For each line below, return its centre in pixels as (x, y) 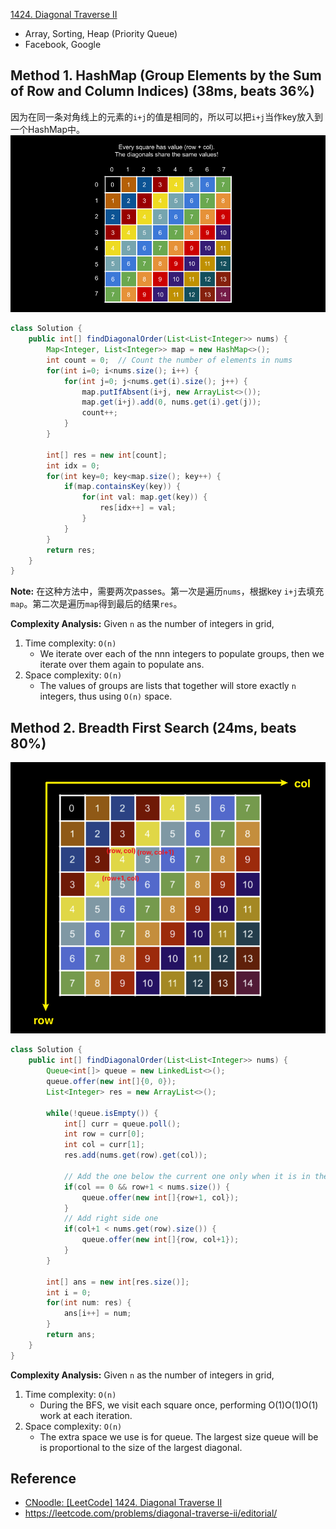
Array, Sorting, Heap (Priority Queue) (101, 33)
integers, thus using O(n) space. (106, 696)
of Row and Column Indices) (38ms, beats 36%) (162, 91)
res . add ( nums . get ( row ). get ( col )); (135, 1155)
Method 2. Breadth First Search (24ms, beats (153, 727)
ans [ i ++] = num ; (97, 1314)
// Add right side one (111, 1219)
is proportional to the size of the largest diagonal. (141, 1447)
